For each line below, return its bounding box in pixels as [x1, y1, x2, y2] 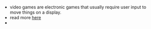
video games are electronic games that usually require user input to [9, 4, 147, 10]
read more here [9, 15, 41, 20]
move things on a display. [9, 9, 61, 15]
